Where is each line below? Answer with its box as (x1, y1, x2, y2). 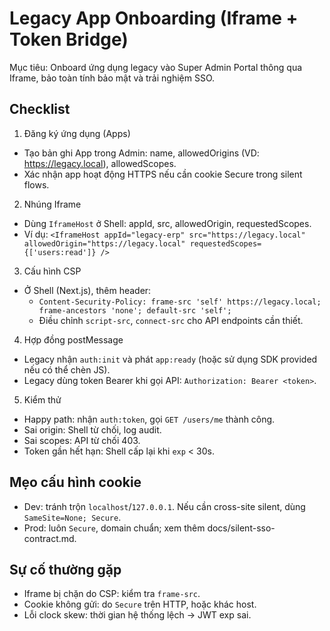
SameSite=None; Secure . (23, 511, 122, 523)
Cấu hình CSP (23, 265, 82, 277)
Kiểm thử (23, 393, 62, 406)
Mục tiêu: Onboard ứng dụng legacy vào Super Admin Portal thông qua (9, 61, 303, 73)
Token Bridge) (9, 28, 129, 51)
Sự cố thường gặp (9, 561, 122, 578)
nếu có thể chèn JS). (23, 363, 111, 376)
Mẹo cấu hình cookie (9, 474, 142, 491)
